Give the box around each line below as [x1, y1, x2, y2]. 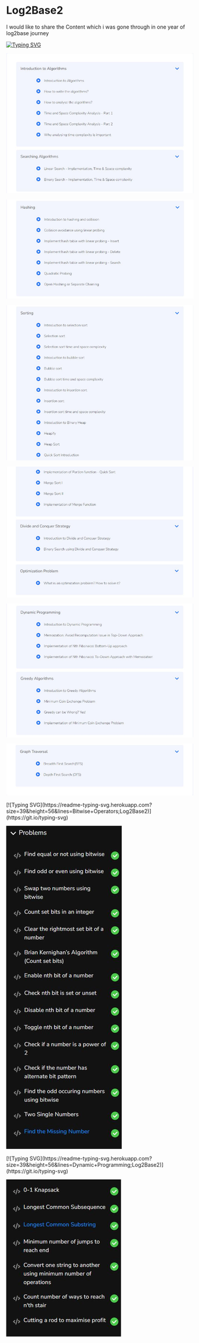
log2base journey [6, 29, 49, 36]
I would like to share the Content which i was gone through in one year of [6, 23, 185, 30]
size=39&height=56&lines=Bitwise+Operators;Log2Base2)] [6, 808, 151, 815]
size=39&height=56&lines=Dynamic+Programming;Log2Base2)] [6, 1161, 164, 1168]
